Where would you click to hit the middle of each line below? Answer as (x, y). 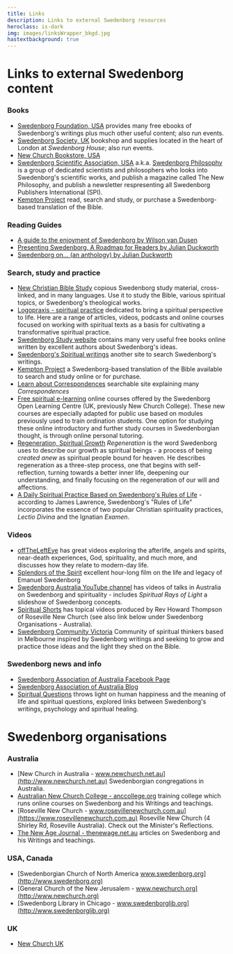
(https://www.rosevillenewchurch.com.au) (77, 818)
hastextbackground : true (43, 40)
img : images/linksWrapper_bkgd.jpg (59, 33)
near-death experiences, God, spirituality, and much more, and (107, 558)
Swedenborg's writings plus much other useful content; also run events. (121, 133)
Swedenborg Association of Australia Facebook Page (94, 679)
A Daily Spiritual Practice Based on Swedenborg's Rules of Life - (110, 495)
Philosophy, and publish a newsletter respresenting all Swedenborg (114, 184)
